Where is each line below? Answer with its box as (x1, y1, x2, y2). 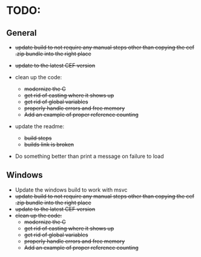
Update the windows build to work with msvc (15, 186, 128, 194)
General (6, 28, 38, 38)
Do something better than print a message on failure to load (15, 152, 165, 160)
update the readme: (15, 123, 65, 130)
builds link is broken (24, 141, 74, 148)
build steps (24, 134, 52, 142)
